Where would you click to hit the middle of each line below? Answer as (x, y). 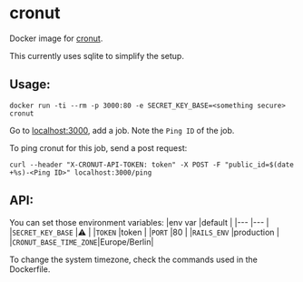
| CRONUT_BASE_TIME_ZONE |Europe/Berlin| (82, 242)
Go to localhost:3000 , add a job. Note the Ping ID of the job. (122, 130)
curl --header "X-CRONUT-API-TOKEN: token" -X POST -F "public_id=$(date (152, 165)
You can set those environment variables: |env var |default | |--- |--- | (139, 222)
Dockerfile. (30, 269)
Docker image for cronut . (56, 38)
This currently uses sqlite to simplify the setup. (97, 55)
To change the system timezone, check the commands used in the (134, 259)
